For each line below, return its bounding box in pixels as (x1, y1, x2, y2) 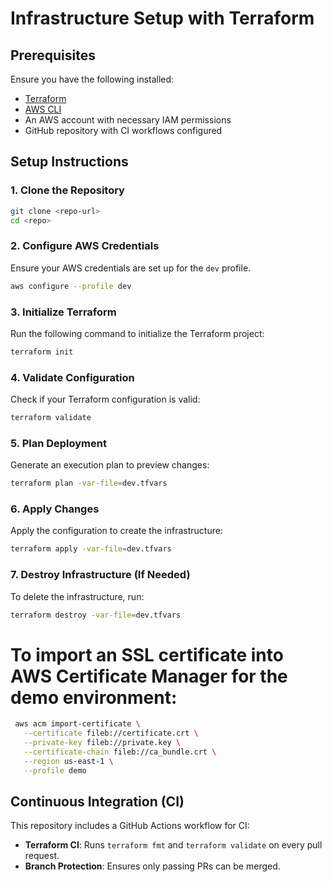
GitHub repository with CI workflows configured (24, 125, 223, 136)
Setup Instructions (10, 153, 129, 171)
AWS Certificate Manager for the (10, 665, 288, 687)
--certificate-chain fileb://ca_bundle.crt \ (23, 747, 217, 757)
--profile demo (23, 765, 87, 776)
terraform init (10, 347, 74, 357)
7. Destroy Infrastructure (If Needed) (10, 568, 191, 582)
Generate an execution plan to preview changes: (10, 459, 210, 471)
